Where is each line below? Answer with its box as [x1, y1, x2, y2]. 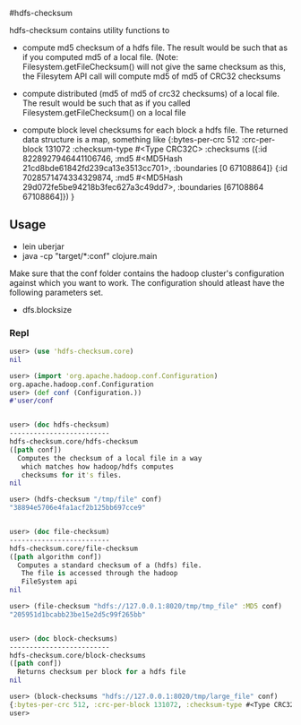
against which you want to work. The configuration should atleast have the [9, 277, 285, 288]
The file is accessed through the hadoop [21, 569, 178, 578]
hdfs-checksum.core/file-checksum [9, 544, 139, 553]
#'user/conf [9, 396, 54, 406]
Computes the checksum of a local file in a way [17, 453, 202, 462]
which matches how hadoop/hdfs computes [21, 462, 175, 471]
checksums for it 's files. [21, 470, 123, 479]
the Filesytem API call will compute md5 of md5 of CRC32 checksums [21, 71, 281, 82]
